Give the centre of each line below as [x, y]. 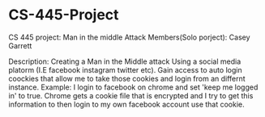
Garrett [20, 45]
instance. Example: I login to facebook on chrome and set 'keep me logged [133, 87]
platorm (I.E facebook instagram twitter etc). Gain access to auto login [125, 69]
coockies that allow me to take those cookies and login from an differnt [127, 78]
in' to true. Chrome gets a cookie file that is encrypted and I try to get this [131, 95]
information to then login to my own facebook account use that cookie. [126, 104]
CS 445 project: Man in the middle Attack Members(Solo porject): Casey [129, 37]
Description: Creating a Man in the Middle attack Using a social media [125, 61]
